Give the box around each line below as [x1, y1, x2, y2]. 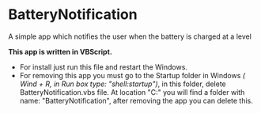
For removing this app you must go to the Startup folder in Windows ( [19, 70, 246, 80]
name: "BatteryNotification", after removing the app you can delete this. [19, 96, 253, 105]
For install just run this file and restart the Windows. [19, 62, 188, 72]
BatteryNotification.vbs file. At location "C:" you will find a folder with [19, 87, 245, 96]
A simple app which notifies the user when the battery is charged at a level [8, 32, 252, 41]
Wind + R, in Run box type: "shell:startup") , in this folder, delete [19, 79, 227, 89]
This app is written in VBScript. [8, 47, 112, 56]
